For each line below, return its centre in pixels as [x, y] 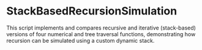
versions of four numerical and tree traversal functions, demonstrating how [101, 34]
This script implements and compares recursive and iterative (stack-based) [101, 28]
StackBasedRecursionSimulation [92, 11]
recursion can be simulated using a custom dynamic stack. [80, 40]
